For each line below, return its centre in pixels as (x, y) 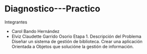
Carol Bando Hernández (36, 31)
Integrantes (16, 22)
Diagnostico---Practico (52, 9)
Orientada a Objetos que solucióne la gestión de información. (73, 46)
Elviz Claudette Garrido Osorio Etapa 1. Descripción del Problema (76, 36)
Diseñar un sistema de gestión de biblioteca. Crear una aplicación (77, 41)
